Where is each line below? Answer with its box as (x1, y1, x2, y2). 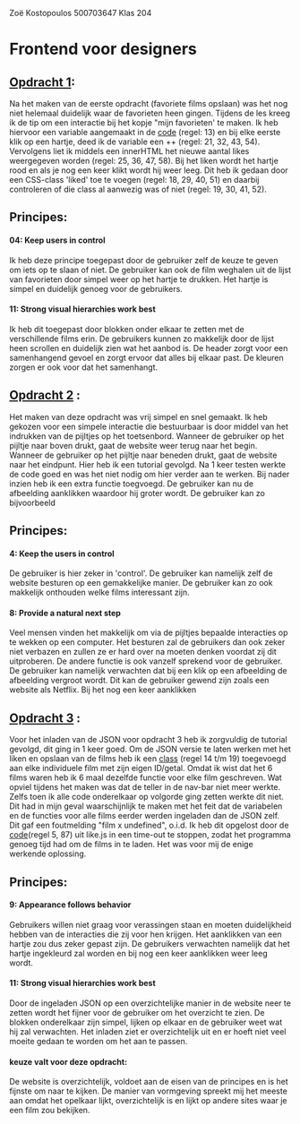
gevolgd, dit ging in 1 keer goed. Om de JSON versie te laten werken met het (9, 743, 291, 755)
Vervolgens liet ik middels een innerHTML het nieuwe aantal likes (9, 146, 250, 156)
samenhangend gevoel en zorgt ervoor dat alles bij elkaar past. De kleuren (9, 352, 284, 363)
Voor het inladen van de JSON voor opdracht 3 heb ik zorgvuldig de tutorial (9, 734, 288, 745)
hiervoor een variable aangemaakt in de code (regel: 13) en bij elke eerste (9, 127, 281, 137)
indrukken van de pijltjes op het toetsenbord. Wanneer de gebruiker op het (9, 430, 285, 442)
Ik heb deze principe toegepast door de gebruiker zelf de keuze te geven (9, 254, 279, 265)
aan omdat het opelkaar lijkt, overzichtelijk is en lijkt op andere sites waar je (9, 1095, 288, 1106)
